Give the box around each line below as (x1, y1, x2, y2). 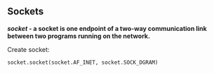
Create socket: (7, 45, 50, 53)
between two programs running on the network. (7, 32, 151, 40)
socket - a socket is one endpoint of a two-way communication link (7, 24, 207, 32)
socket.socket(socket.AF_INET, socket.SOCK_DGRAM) (7, 59, 159, 66)
